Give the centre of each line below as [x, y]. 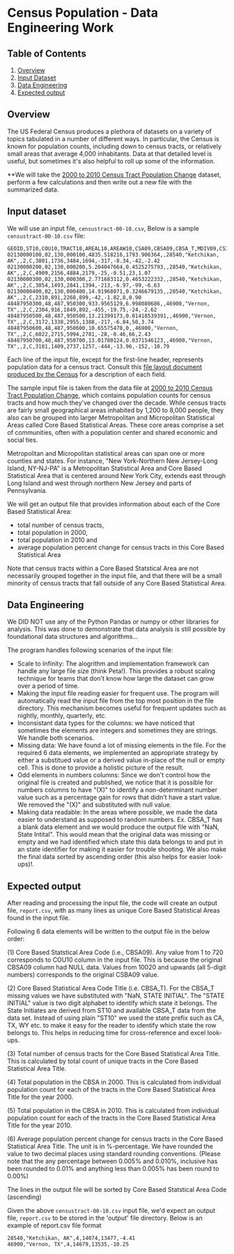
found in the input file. [39, 918]
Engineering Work [61, 28]
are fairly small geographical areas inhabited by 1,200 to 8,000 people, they [116, 410]
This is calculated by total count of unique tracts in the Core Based [103, 1061]
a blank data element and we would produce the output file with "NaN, [118, 827]
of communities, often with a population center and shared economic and [112, 432]
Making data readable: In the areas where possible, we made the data [117, 812]
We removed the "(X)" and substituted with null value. [94, 805]
